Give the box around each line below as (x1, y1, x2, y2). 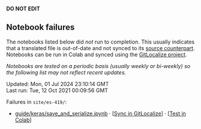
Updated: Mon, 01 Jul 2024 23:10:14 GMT (6, 80, 109, 87)
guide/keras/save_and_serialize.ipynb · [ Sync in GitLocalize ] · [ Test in (14, 110, 186, 117)
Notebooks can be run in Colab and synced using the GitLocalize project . (6, 51, 187, 58)
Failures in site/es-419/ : (6, 98, 67, 105)
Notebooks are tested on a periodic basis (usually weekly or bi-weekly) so (6, 62, 191, 69)
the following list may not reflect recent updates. (6, 69, 127, 76)
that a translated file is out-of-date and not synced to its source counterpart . (6, 44, 195, 51)
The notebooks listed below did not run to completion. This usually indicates (6, 38, 195, 45)
